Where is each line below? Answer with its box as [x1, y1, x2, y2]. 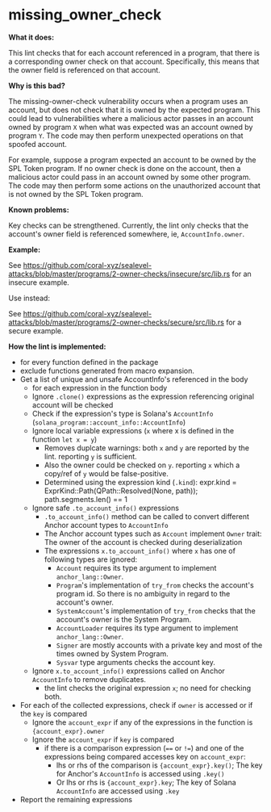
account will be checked [31, 400, 114, 409]
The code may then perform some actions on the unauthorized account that [8, 180, 261, 190]
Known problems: [8, 204, 70, 215]
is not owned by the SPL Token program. [8, 189, 144, 199]
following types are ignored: [44, 555, 138, 564]
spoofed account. [8, 139, 67, 149]
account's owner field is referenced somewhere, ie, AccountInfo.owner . [8, 228, 245, 239]
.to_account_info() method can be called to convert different [44, 511, 250, 521]
